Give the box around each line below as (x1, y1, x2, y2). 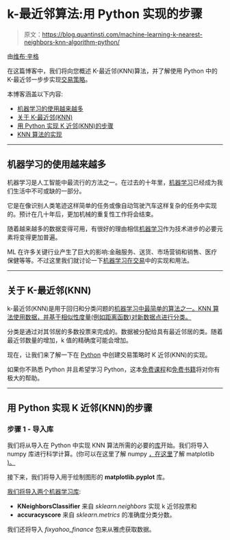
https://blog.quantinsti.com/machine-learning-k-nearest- (42, 30, 203, 38)
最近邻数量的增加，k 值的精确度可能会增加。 (7, 336, 132, 344)
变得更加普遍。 (18, 233, 62, 241)
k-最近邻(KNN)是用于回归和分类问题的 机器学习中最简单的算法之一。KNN (7, 304, 212, 312)
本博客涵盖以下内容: (7, 90, 64, 98)
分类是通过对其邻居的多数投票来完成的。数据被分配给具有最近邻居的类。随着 (7, 327, 223, 336)
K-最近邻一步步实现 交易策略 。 (7, 75, 92, 83)
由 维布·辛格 (7, 52, 40, 60)
